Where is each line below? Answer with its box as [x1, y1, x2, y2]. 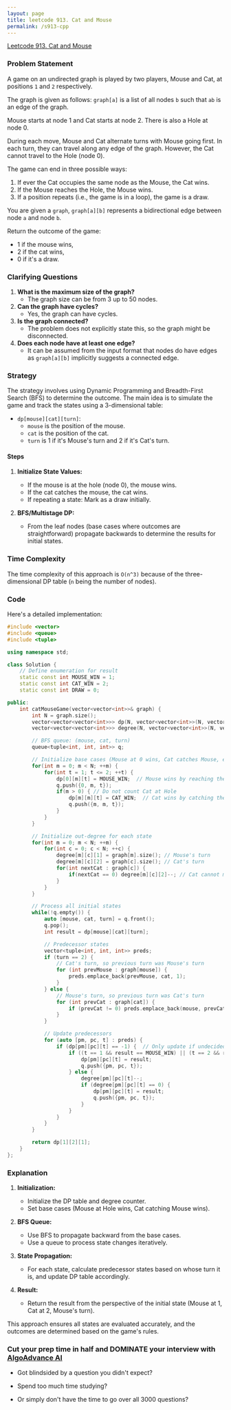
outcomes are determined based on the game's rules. [7, 1327, 159, 1336]
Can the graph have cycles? [16, 302, 98, 310]
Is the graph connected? [16, 316, 89, 325]
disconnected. [27, 332, 69, 340]
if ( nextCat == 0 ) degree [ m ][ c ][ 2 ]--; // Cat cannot [68, 871, 220, 878]
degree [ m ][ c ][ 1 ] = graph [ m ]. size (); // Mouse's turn [56, 852, 211, 859]
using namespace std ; [7, 649, 69, 656]
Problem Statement [7, 59, 74, 69]
